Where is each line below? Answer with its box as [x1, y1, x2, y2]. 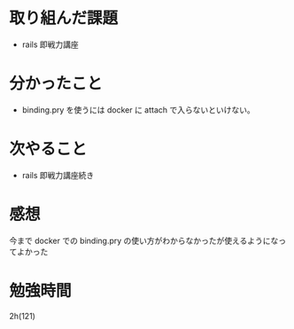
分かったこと [9, 74, 104, 94]
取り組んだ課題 [9, 8, 119, 28]
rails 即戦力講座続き [21, 169, 95, 180]
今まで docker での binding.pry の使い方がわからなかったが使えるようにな [9, 235, 279, 246]
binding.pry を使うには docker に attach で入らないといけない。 [21, 104, 255, 115]
